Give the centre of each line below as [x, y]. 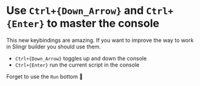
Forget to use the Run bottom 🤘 [45, 76]
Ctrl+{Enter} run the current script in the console [77, 65]
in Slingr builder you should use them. [54, 47]
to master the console [103, 23]
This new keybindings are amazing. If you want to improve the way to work [100, 40]
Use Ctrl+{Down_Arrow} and [75, 11]
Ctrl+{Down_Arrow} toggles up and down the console [81, 58]
